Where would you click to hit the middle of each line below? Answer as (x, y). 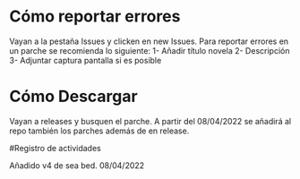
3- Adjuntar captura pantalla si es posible (86, 60)
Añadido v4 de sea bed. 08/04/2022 (77, 165)
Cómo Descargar (73, 97)
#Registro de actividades (55, 148)
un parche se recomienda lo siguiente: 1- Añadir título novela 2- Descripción (150, 50)
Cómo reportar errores (95, 17)
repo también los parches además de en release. (99, 131)
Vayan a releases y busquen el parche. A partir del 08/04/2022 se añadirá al (150, 121)
